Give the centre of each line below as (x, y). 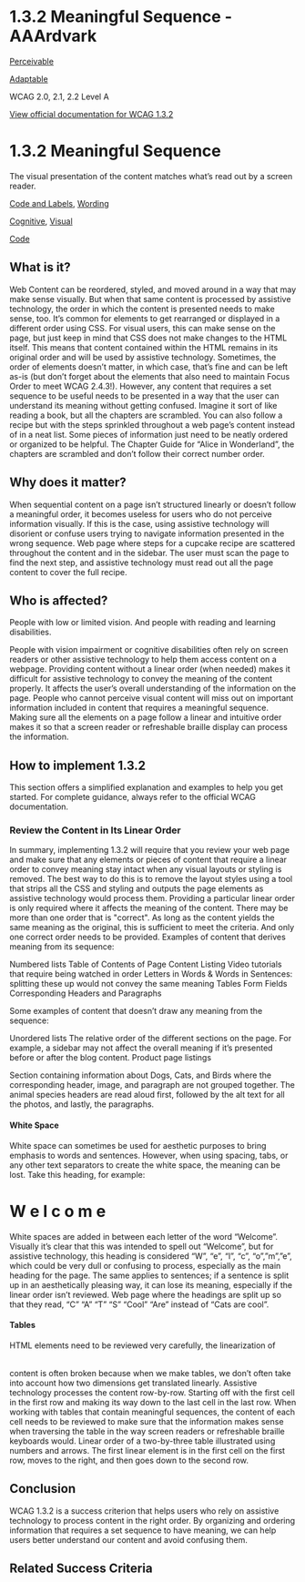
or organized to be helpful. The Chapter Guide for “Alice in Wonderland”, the (152, 444)
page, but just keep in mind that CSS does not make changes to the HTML (148, 338)
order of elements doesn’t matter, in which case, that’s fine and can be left (149, 367)
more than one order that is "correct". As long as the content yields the (142, 918)
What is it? (40, 267)
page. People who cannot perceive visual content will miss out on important (152, 698)
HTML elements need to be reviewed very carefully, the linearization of (142, 1345)
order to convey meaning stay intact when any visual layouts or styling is (146, 869)
